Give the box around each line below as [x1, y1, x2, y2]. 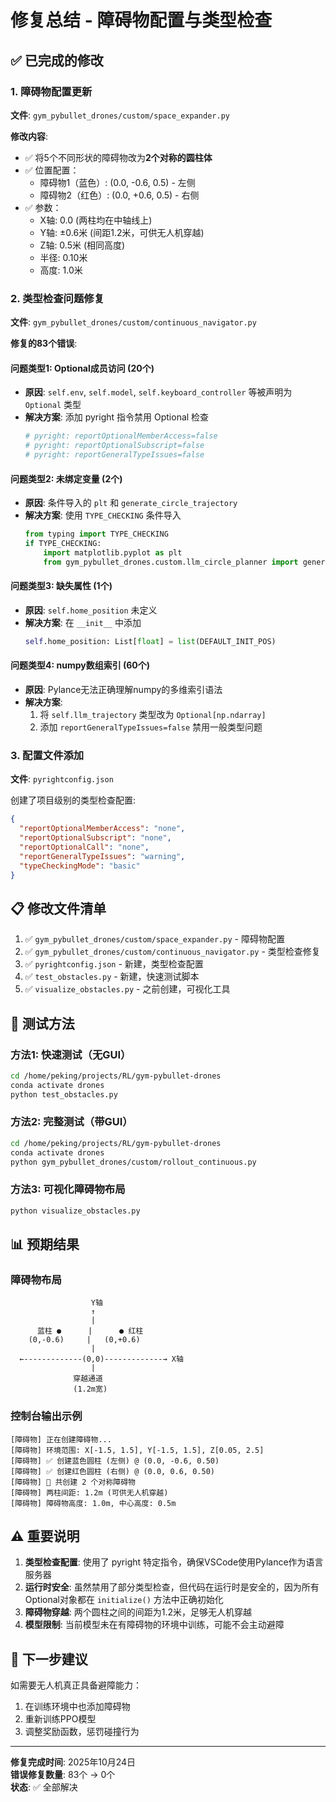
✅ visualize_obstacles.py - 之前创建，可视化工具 [24, 983, 231, 995]
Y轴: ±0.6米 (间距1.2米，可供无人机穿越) [39, 226, 205, 238]
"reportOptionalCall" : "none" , [19, 842, 150, 852]
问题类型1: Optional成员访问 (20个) [10, 362, 155, 374]
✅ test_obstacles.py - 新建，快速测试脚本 [24, 971, 200, 983]
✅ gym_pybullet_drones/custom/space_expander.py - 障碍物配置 [24, 933, 285, 945]
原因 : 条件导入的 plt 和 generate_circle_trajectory [24, 497, 238, 509]
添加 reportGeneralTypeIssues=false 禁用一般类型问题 [39, 721, 263, 733]
